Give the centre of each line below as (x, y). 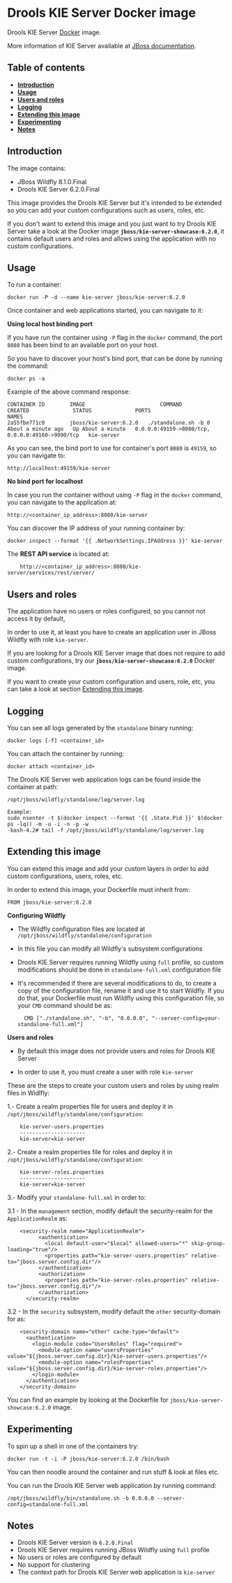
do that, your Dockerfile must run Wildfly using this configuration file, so (121, 998)
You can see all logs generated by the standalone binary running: (100, 728)
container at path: (33, 787)
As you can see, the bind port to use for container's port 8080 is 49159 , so (112, 448)
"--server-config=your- (186, 1018)
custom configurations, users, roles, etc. (65, 876)
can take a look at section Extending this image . (76, 689)
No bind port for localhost (45, 481)
